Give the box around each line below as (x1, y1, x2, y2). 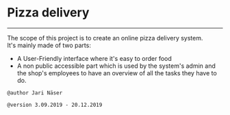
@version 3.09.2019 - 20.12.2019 (7, 101, 103, 108)
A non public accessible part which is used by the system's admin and (16, 62, 216, 70)
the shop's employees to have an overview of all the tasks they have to (16, 68, 217, 77)
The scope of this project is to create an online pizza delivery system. (7, 34, 203, 42)
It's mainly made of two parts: (7, 41, 91, 49)
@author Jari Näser (7, 89, 63, 97)
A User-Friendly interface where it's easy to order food (16, 54, 172, 62)
